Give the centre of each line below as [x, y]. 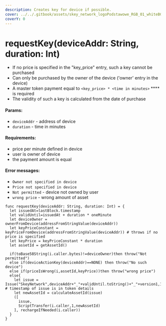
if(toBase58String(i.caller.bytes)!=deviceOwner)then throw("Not [78, 254]
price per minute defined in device [47, 149]
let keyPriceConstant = [34, 228]
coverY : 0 [15, 19]
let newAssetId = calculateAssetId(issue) [58, 293]
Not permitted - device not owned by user [55, 192]
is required [23, 94]
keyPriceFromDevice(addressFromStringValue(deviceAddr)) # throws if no [82, 232]
